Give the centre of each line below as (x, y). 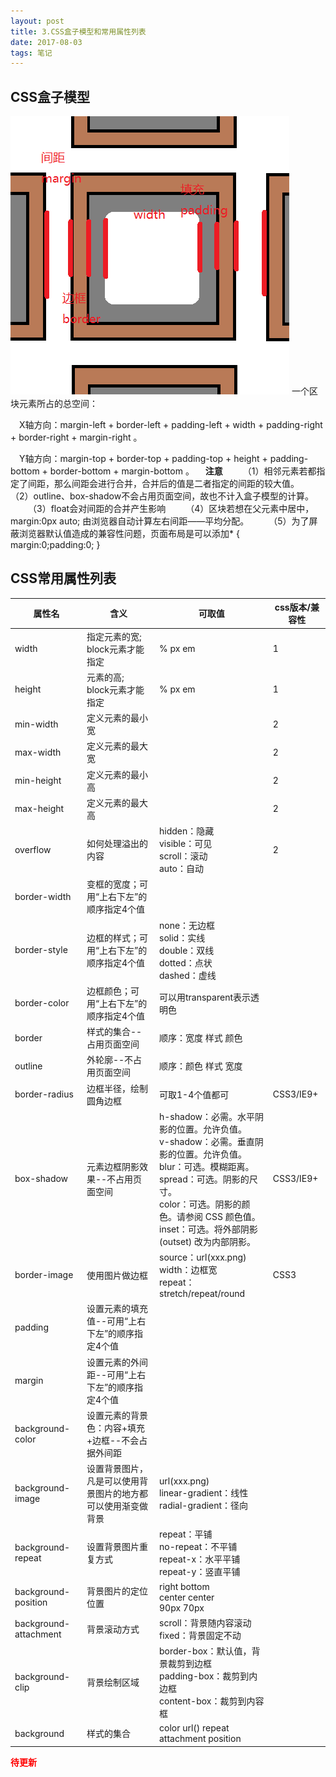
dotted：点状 (186, 962)
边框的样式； (113, 937)
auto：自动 (181, 869)
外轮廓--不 (110, 1060)
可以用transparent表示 (205, 997)
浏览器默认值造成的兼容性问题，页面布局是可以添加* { (129, 534)
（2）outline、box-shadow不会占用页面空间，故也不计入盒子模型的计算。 (162, 496)
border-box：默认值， (205, 1651)
